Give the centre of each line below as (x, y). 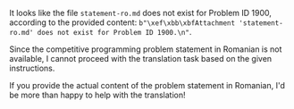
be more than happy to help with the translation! (97, 95)
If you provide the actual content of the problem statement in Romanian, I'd (147, 85)
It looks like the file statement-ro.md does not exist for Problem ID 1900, (141, 13)
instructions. (32, 68)
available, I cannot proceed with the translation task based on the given (141, 59)
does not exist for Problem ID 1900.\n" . (114, 32)
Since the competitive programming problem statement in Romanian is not (146, 49)
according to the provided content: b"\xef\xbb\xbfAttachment (122, 22)
